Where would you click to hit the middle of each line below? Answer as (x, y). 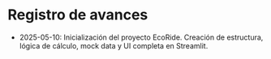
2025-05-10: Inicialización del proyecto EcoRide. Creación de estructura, (141, 37)
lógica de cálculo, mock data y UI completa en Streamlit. (114, 45)
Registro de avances (78, 15)
